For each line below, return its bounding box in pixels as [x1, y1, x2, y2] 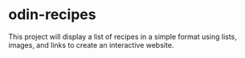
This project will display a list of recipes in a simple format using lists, [8, 32, 237, 41]
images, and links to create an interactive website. [8, 40, 174, 49]
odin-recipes [8, 6, 96, 24]
